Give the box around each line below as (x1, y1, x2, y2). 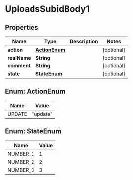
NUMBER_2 (7, 158, 34, 165)
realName (7, 55, 31, 61)
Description (69, 38, 98, 45)
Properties (5, 23, 38, 32)
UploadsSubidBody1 (5, 3, 90, 15)
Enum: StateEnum (5, 127, 62, 136)
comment (7, 62, 31, 69)
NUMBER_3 (7, 166, 34, 173)
